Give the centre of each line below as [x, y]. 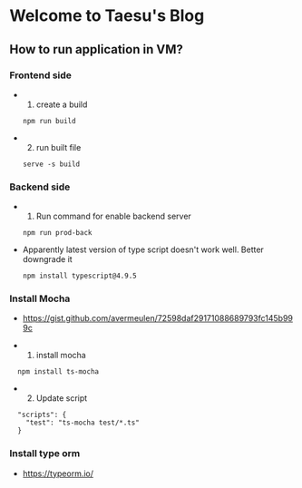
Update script [62, 398]
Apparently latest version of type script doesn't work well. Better [143, 249]
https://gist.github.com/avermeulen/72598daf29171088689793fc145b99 [157, 318]
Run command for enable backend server [114, 216]
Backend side [40, 187]
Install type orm [45, 454]
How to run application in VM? [96, 49]
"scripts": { [42, 415]
